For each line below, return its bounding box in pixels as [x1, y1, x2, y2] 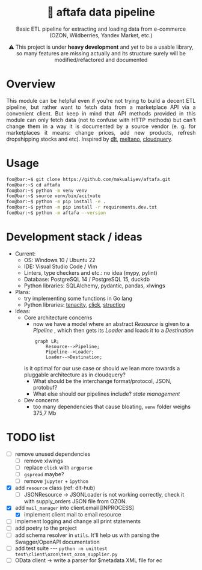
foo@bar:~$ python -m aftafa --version [6, 210, 106, 216]
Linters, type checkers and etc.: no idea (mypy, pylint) [23, 269, 158, 276]
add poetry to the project [14, 524, 77, 532]
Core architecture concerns [23, 314, 93, 321]
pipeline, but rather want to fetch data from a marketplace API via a [6, 103, 196, 111]
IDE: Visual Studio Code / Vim [23, 263, 97, 270]
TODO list [6, 431, 55, 444]
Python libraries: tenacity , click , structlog [23, 301, 126, 308]
